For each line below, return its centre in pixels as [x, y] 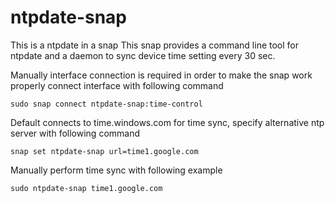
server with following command [75, 133]
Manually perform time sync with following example [116, 170]
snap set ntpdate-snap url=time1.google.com [104, 151]
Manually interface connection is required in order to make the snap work [161, 75]
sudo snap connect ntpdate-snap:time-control [106, 104]
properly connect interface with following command [117, 85]
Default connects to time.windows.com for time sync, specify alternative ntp [167, 122]
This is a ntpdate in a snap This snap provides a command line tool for [155, 45]
